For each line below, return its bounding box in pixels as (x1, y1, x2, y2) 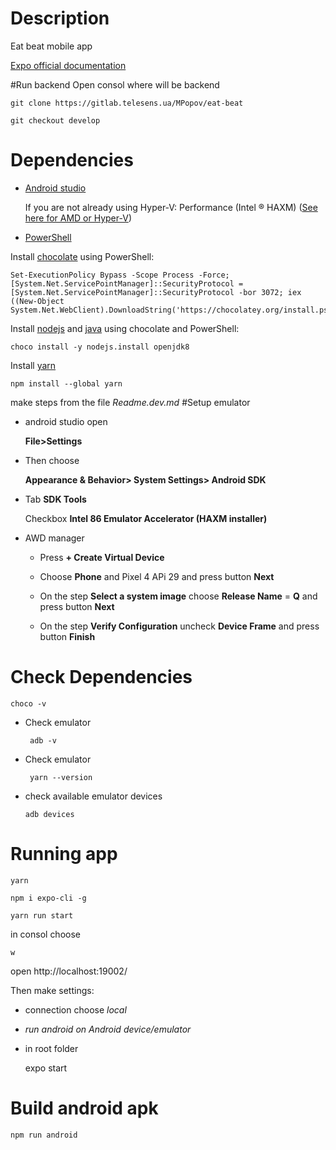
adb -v (29, 735, 57, 746)
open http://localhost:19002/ (10, 965, 128, 977)
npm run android (10, 1130, 78, 1140)
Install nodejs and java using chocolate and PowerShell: (10, 322, 240, 334)
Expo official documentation (10, 59, 127, 71)
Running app (10, 843, 118, 865)
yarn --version (29, 772, 93, 782)
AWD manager (24, 532, 85, 544)
